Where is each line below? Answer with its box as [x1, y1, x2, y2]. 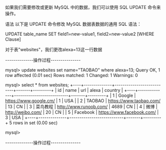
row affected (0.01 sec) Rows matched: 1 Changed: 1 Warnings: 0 [5, 73, 138, 78]
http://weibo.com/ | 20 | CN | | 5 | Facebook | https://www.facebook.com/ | [5, 109, 159, 115]
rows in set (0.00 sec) [13, 120, 58, 126]
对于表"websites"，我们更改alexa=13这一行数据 [5, 47, 102, 52]
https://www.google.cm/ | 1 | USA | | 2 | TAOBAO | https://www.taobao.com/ [5, 98, 161, 103]
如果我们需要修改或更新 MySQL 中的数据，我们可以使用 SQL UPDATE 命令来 [5, 4, 161, 10]
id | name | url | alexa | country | [58, 87, 123, 93]
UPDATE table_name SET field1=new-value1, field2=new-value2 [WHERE [5, 31, 155, 37]
